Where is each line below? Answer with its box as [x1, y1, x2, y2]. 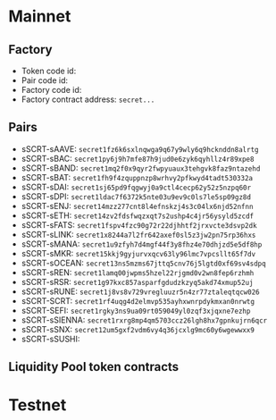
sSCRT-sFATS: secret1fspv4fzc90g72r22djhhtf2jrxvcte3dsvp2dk [21, 219, 257, 230]
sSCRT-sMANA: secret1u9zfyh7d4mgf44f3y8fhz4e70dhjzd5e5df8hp [21, 239, 263, 249]
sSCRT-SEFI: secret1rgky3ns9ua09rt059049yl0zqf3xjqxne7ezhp [21, 305, 251, 315]
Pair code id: [21, 75, 69, 86]
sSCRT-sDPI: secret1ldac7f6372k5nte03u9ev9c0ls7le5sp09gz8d [21, 190, 252, 202]
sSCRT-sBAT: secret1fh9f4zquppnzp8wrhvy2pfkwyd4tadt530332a [21, 172, 254, 182]
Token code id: [21, 65, 77, 76]
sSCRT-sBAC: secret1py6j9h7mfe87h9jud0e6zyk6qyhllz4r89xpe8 [21, 153, 255, 164]
